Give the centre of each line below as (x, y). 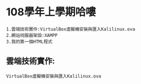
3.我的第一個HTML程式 (29, 42)
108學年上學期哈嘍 (51, 12)
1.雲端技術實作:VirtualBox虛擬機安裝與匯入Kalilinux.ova (71, 29)
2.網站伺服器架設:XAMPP (32, 35)
